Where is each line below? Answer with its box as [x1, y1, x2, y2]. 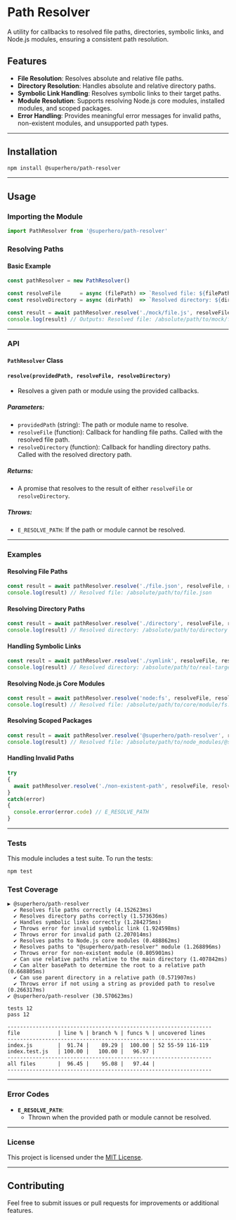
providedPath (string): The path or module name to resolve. [17, 420, 189, 429]
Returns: [7, 466, 34, 475]
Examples [7, 550, 42, 560]
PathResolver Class [7, 357, 64, 365]
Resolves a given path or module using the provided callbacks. [17, 387, 199, 395]
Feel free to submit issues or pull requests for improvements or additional [7, 1198, 219, 1207]
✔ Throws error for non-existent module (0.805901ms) [13, 950, 174, 957]
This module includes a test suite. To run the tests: [7, 854, 153, 863]
